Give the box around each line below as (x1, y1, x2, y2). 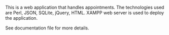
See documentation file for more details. (5, 25, 89, 31)
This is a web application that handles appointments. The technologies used (5, 5, 164, 10)
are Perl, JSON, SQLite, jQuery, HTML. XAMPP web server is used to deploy (5, 10, 164, 16)
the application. (5, 15, 38, 21)
